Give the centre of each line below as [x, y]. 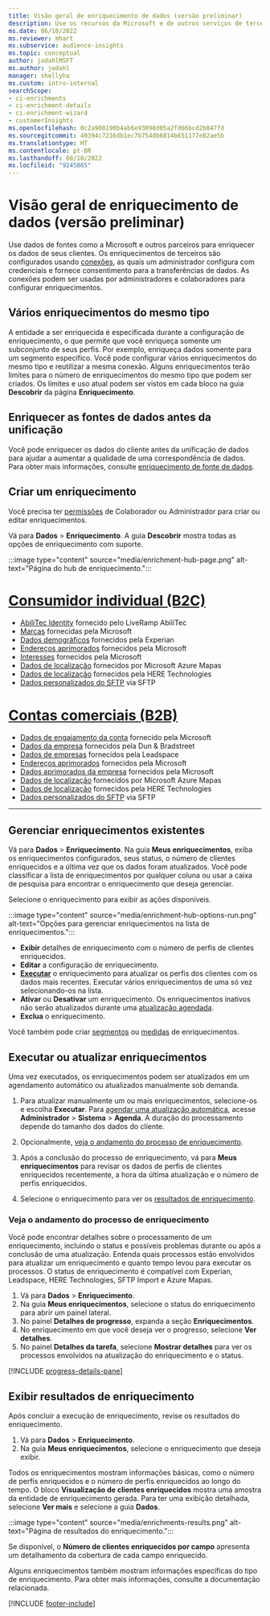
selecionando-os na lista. [62, 990]
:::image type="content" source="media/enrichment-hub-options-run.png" [133, 915]
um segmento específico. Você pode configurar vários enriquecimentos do [133, 358]
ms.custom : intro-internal [53, 83]
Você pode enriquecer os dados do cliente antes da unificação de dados [129, 449]
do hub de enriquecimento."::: [102, 568]
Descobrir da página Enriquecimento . [72, 392]
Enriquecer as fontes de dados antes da [110, 417]
